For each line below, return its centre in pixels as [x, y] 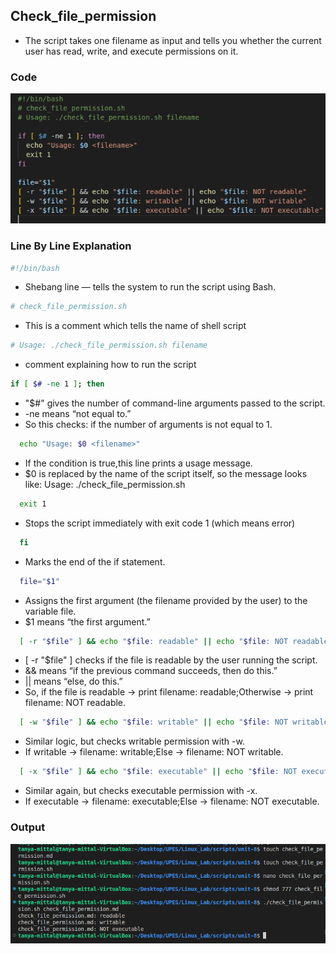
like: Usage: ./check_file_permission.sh [105, 484]
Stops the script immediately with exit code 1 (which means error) [160, 523]
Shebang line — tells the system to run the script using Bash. [150, 287]
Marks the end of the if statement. [95, 561]
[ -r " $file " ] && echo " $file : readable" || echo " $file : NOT [154, 641]
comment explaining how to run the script [110, 365]
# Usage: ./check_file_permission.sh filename [109, 345]
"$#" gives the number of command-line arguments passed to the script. [175, 403]
